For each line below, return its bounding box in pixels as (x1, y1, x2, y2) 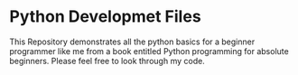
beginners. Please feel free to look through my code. (9, 55, 205, 66)
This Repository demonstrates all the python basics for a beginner (9, 36, 256, 47)
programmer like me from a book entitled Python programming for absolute (9, 45, 289, 56)
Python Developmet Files (9, 6, 201, 27)
